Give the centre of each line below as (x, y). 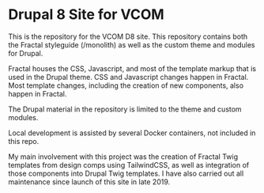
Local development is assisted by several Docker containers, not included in (132, 133)
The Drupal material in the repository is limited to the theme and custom (125, 109)
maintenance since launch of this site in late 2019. (89, 182)
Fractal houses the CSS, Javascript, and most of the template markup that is (132, 68)
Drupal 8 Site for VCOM (86, 15)
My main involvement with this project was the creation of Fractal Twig (123, 157)
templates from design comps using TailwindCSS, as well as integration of (129, 165)
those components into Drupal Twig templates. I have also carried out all (126, 173)
